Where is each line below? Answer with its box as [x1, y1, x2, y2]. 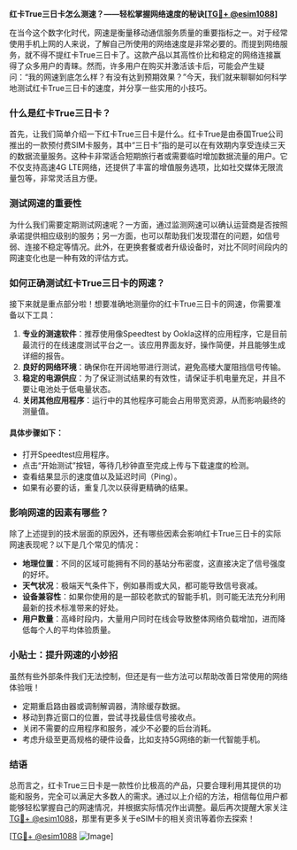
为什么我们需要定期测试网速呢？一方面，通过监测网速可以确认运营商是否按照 [9, 219, 288, 229]
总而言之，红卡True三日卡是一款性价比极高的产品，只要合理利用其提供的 [9, 779, 274, 791]
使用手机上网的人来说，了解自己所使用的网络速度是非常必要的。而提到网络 [9, 39, 280, 49]
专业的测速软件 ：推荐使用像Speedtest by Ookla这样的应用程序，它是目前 [21, 328, 288, 339]
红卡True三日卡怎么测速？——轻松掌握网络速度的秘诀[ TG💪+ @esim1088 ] [9, 9, 278, 19]
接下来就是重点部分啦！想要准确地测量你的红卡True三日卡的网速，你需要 [9, 298, 274, 309]
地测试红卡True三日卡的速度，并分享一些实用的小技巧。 [9, 83, 212, 93]
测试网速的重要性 [9, 197, 82, 210]
